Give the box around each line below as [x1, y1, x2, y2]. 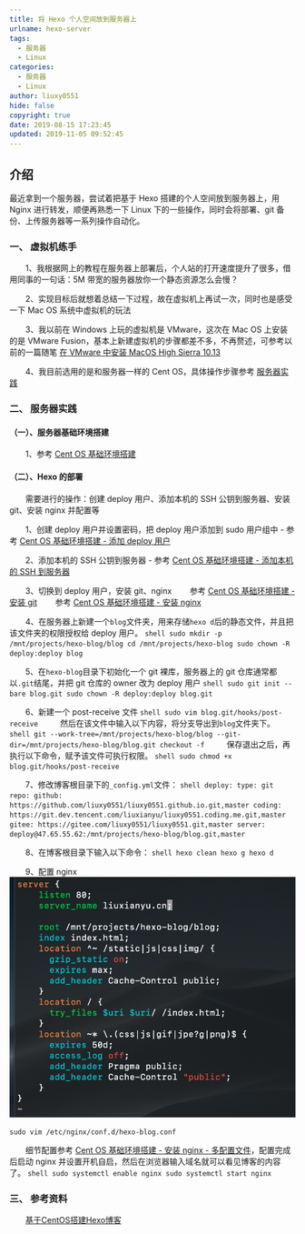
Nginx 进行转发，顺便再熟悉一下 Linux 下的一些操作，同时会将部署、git [9, 204, 275, 215]
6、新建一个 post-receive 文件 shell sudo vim [25, 706, 198, 717]
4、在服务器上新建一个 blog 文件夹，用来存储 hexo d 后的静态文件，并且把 [25, 616, 294, 627]
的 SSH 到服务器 [9, 566, 71, 577]
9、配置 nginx [25, 866, 77, 877]
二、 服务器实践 [9, 403, 77, 416]
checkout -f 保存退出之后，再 [159, 738, 290, 749]
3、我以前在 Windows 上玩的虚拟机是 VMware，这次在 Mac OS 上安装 [25, 324, 289, 336]
